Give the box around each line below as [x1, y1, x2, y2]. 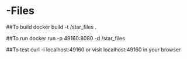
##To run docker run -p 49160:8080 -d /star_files [6, 34, 126, 41]
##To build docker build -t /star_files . [6, 23, 97, 30]
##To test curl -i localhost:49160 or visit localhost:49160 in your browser [6, 46, 181, 53]
